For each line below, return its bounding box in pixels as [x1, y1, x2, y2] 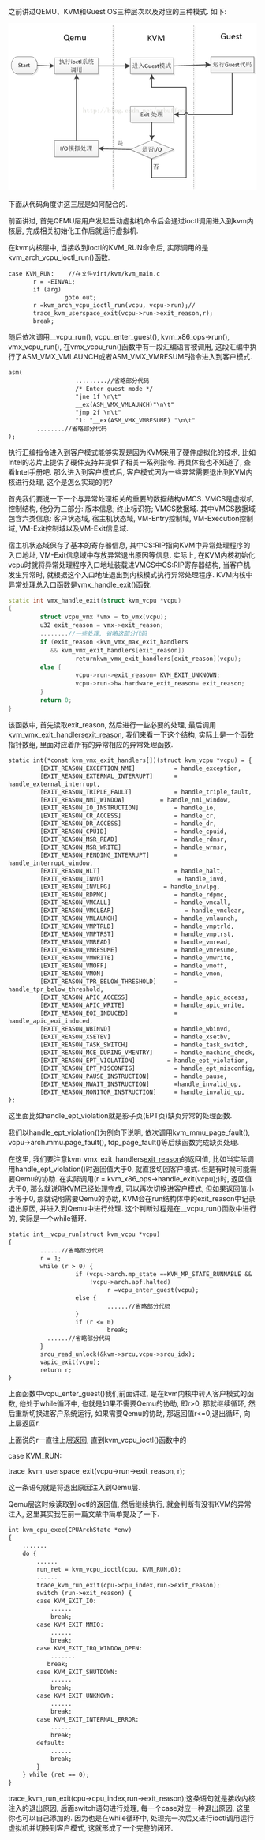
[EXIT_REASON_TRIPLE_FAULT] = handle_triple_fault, [39, 788, 252, 796]
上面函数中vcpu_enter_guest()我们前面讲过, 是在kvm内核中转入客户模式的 [8, 1388, 248, 1398]
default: [36, 1739, 65, 1747]
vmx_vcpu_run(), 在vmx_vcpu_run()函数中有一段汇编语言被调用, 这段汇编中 [8, 342, 250, 351]
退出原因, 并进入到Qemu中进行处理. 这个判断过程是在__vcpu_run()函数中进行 [8, 1204, 256, 1213]
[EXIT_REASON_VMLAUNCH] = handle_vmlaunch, [39, 914, 238, 922]
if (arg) [32, 285, 62, 294]
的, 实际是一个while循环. [8, 1213, 87, 1222]
